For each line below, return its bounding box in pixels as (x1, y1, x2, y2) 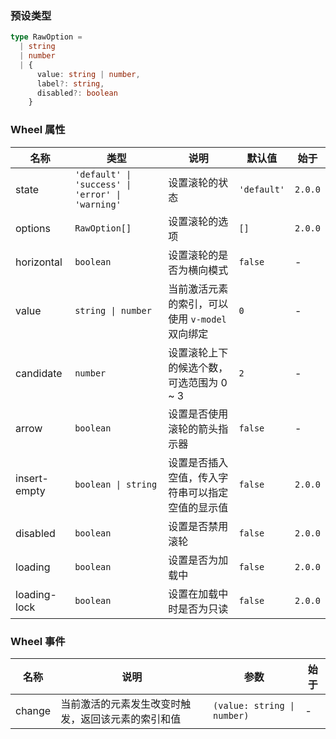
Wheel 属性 (10, 123, 66, 137)
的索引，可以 (168, 297, 229, 311)
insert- (15, 471, 49, 485)
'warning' (74, 198, 122, 210)
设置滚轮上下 (168, 345, 229, 359)
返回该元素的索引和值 (80, 712, 182, 726)
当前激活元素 (168, 282, 229, 296)
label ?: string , (36, 78, 105, 89)
